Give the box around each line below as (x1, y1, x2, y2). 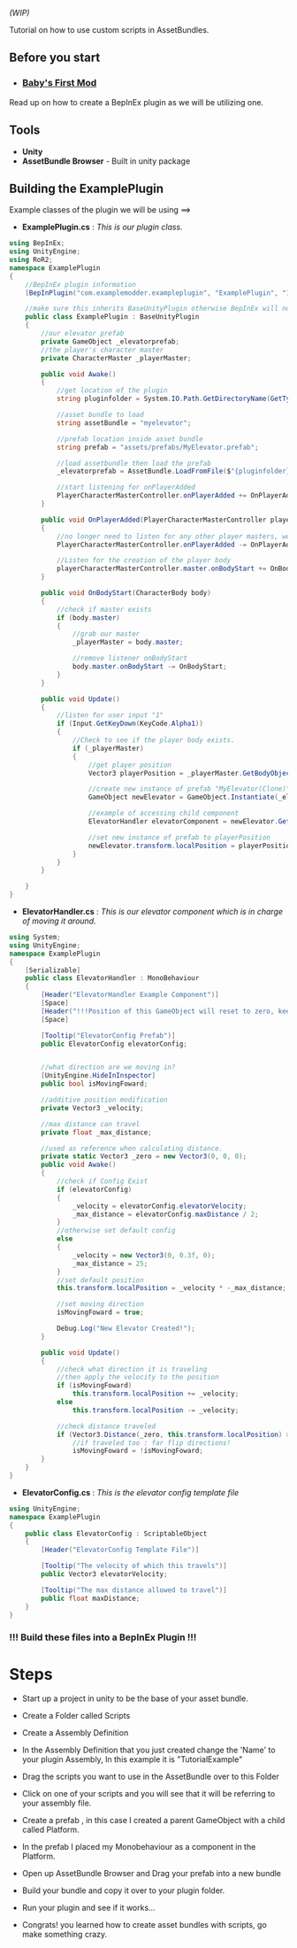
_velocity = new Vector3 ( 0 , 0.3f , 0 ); (72, 1250, 216, 1260)
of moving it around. (21, 916, 96, 926)
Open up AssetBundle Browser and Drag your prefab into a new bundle (21, 1868, 281, 1879)
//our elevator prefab (41, 329, 125, 338)
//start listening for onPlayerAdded (56, 483, 196, 492)
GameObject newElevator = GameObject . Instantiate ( (88, 792, 278, 802)
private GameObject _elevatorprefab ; (41, 336, 179, 346)
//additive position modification (41, 1095, 168, 1105)
